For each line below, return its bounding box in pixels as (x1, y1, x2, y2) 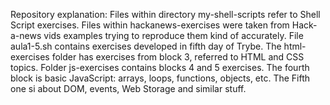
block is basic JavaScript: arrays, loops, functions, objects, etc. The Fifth (10, 72, 311, 84)
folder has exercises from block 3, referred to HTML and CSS (51, 51, 305, 63)
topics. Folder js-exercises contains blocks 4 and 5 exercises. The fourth (10, 62, 310, 73)
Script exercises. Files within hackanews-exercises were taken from (10, 19, 290, 31)
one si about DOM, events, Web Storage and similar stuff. (10, 83, 247, 94)
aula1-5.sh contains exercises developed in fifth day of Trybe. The (10, 40, 282, 52)
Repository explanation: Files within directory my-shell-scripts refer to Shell (10, 9, 321, 20)
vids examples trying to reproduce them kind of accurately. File (43, 30, 304, 41)
